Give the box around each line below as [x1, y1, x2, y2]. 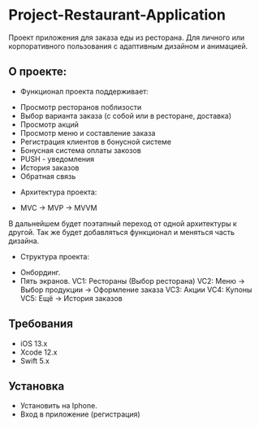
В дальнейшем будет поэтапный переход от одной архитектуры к [8, 218, 237, 229]
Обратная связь [19, 171, 76, 181]
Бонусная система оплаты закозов [19, 145, 142, 155]
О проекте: [8, 65, 67, 79]
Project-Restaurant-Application [8, 6, 226, 24]
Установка [8, 379, 65, 393]
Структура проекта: [19, 251, 89, 261]
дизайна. [8, 236, 40, 246]
